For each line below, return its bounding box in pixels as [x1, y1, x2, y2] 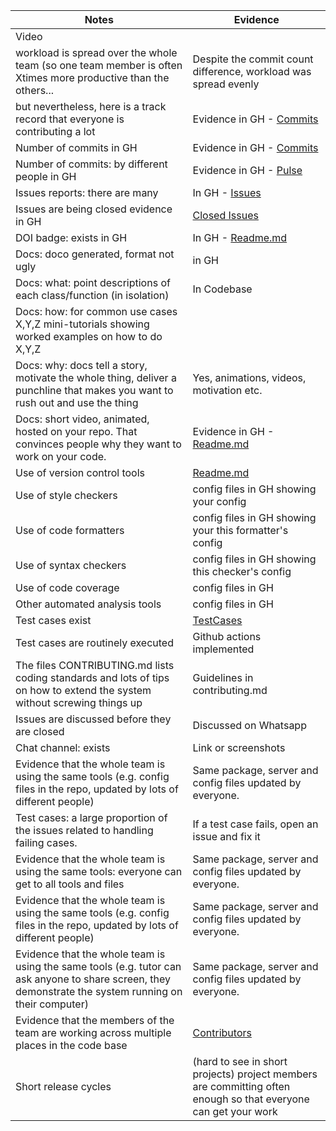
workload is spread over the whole [15, 46, 178, 59]
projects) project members [192, 1067, 318, 1081]
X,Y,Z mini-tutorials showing [15, 317, 150, 331]
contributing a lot [15, 125, 96, 138]
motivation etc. [192, 384, 263, 397]
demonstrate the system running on [15, 985, 183, 998]
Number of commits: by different [15, 157, 168, 171]
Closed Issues [192, 209, 259, 222]
